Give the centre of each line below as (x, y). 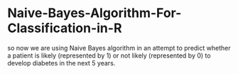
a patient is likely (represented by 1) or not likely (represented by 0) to (109, 55)
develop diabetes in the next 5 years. (61, 63)
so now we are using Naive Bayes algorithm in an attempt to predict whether (119, 48)
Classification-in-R (65, 28)
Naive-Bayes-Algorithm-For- (94, 13)
